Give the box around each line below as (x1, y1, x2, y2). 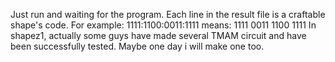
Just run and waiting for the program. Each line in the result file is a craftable (10, 9, 326, 20)
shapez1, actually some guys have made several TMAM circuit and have (10, 30, 307, 41)
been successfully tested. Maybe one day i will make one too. (10, 40, 265, 52)
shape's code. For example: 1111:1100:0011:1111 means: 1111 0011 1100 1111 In (10, 19, 317, 31)
